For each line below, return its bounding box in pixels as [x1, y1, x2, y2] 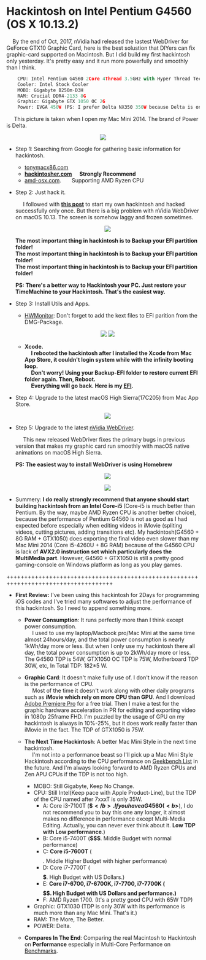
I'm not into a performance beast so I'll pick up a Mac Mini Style [32, 751, 193, 759]
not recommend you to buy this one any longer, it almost [42, 809, 186, 816]
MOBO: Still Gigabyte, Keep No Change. [33, 782, 135, 790]
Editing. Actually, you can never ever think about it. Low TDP [42, 822, 196, 829]
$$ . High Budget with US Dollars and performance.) [42, 889, 177, 897]
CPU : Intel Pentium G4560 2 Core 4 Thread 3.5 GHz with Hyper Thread [17, 76, 191, 82]
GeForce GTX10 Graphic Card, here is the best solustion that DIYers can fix [6, 44, 196, 52]
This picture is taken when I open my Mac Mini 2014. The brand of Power [13, 115, 199, 123]
